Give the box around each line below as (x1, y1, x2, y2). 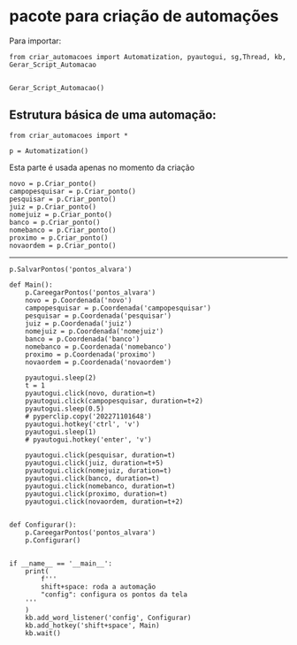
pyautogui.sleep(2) (25, 373, 97, 382)
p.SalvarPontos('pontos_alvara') (9, 265, 133, 273)
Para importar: (9, 35, 62, 46)
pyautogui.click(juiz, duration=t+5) (25, 458, 164, 467)
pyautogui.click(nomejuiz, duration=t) (25, 466, 172, 475)
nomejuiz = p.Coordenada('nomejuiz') (25, 326, 164, 335)
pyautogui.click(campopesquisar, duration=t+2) (25, 396, 203, 405)
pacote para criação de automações (9, 6, 279, 27)
